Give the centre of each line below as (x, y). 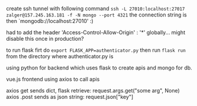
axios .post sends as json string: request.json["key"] (70, 97)
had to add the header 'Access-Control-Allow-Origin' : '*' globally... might (96, 32)
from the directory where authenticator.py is (60, 56)
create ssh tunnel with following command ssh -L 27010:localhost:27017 (96, 9)
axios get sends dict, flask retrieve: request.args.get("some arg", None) (93, 90)
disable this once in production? (45, 39)
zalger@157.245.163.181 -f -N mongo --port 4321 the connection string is (97, 15)
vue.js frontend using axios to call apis (53, 79)
